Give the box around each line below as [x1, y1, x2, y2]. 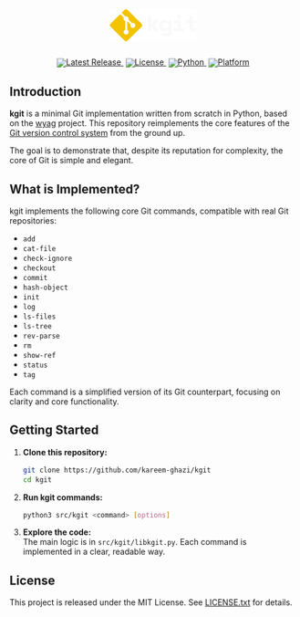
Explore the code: [22, 527, 91, 538]
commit [22, 274, 48, 283]
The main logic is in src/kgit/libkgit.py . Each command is [22, 537, 247, 548]
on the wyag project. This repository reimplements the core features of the [9, 118, 290, 129]
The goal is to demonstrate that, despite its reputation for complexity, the [9, 145, 284, 156]
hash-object [22, 283, 68, 293]
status [22, 361, 48, 371]
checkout [22, 264, 57, 273]
